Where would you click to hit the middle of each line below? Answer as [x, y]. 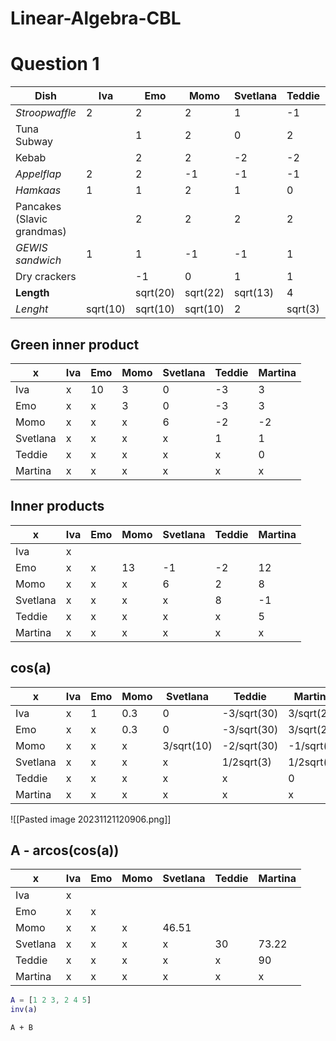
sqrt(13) [254, 293]
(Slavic [31, 219]
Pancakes [38, 207]
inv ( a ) [24, 1010]
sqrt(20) [155, 293]
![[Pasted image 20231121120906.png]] [91, 819]
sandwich [38, 260]
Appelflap [38, 174]
